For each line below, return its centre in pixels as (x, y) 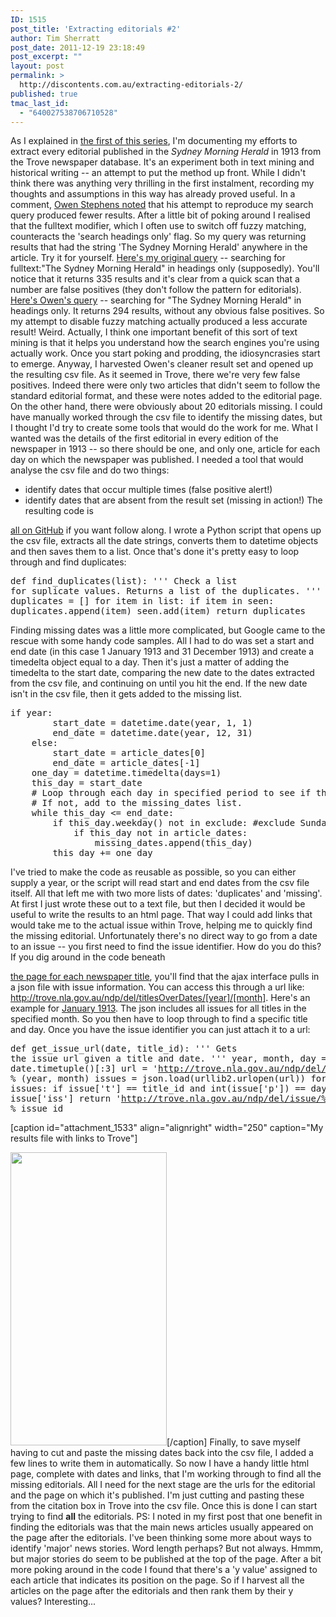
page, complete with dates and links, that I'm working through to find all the (166, 1474)
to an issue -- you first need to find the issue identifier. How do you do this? (166, 947)
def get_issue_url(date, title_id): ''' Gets (124, 1049)
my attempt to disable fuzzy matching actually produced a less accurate (159, 322)
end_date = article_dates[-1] (126, 763)
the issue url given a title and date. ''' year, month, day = (168, 1059)
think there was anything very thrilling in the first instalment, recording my (162, 183)
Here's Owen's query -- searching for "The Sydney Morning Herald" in (156, 300)
